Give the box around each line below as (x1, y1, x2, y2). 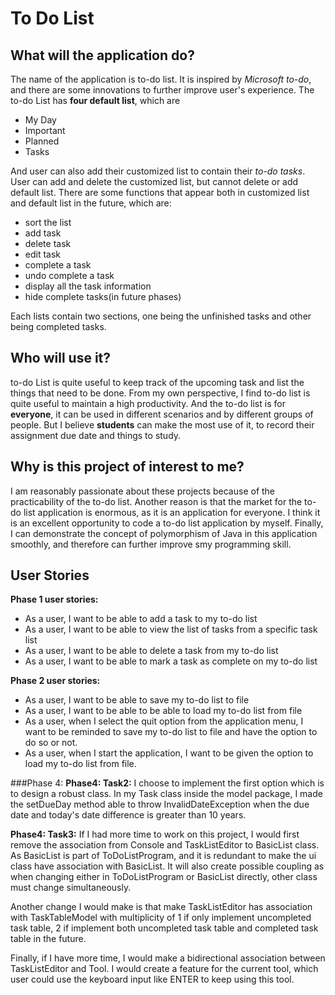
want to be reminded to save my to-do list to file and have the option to (24, 726, 318, 738)
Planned (24, 135, 60, 147)
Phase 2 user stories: (10, 675, 101, 687)
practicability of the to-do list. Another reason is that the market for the (10, 495, 303, 507)
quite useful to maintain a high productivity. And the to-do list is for (10, 397, 286, 409)
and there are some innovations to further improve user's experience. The (10, 84, 315, 96)
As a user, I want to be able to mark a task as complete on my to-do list (24, 655, 318, 667)
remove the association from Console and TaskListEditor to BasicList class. (10, 839, 320, 851)
